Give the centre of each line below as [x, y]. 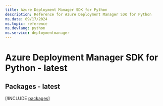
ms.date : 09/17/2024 [27, 19]
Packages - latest [33, 86]
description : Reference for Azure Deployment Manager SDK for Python [79, 14]
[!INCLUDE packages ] [27, 98]
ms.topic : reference [27, 24]
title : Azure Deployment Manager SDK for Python [56, 10]
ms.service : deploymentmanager [37, 33]
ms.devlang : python [25, 28]
